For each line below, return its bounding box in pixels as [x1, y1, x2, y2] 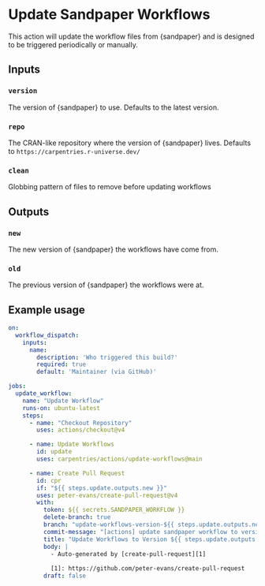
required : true [36, 360, 87, 368]
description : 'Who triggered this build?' [36, 353, 178, 361]
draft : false [43, 572, 87, 580]
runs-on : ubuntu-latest [22, 404, 101, 412]
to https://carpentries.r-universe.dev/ [8, 146, 140, 155]
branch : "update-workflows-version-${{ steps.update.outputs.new [43, 521, 263, 529]
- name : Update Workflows [28, 440, 114, 449]
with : [36, 498, 55, 506]
